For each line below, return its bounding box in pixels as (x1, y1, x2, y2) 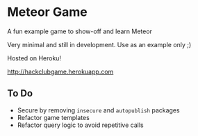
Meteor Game (7, 4, 88, 20)
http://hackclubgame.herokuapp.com (7, 67, 114, 76)
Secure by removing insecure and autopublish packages (17, 105, 180, 114)
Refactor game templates (17, 113, 90, 121)
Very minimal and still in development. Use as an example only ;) (7, 40, 192, 49)
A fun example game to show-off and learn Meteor (7, 27, 153, 35)
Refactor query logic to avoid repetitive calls (17, 121, 144, 129)
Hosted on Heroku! (7, 53, 61, 62)
